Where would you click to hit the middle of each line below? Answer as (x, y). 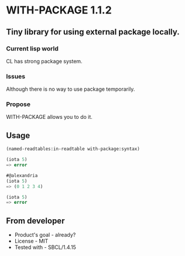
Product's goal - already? (45, 235)
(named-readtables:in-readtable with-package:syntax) (73, 149)
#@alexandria (22, 175)
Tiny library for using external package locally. (93, 32)
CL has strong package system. (44, 61)
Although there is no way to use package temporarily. (71, 89)
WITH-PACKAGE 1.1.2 (59, 10)
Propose (18, 104)
